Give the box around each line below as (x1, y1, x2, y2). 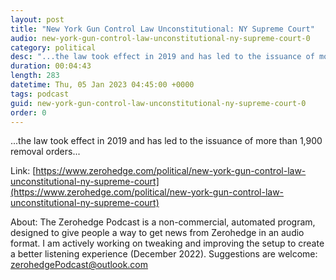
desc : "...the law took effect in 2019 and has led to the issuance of (10, 52, 315, 62)
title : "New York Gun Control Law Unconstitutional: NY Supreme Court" (10, 24, 315, 34)
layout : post (10, 14, 65, 25)
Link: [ (10, 165, 37, 177)
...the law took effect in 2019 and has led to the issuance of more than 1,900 (10, 135, 323, 147)
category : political (10, 42, 97, 53)
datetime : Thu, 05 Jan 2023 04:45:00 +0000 (10, 80, 195, 90)
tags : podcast (10, 89, 70, 99)
